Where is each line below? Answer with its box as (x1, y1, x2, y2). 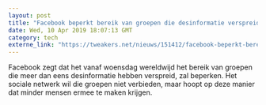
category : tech (8, 33, 59, 42)
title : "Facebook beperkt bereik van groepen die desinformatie (8, 19, 225, 27)
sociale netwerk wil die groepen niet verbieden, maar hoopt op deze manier (8, 80, 255, 89)
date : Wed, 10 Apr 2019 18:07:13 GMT (8, 26, 133, 34)
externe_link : (8, 41, 55, 49)
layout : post (8, 11, 51, 20)
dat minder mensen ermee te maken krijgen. (8, 88, 153, 97)
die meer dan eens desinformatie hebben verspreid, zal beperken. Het (8, 71, 237, 81)
